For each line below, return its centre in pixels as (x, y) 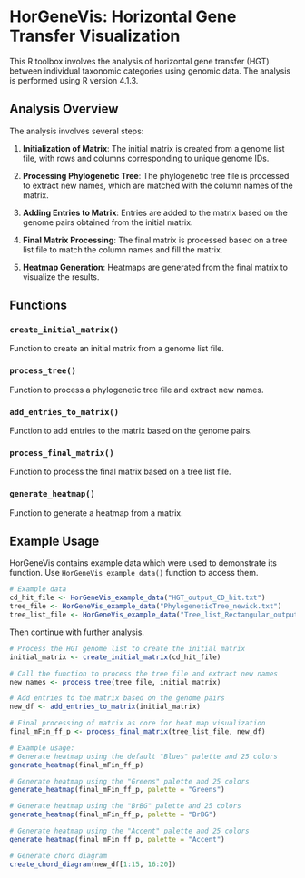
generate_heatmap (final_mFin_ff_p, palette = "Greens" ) (117, 790)
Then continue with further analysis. (77, 632)
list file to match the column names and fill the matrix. (123, 249)
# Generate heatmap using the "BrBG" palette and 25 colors (126, 806)
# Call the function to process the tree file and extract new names (144, 674)
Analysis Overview (64, 109)
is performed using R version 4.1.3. (74, 80)
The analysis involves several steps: (77, 131)
